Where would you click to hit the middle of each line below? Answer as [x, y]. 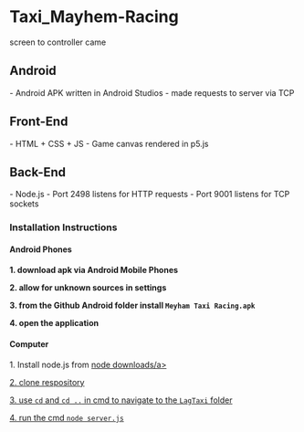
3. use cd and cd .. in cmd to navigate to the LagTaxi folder [121, 400]
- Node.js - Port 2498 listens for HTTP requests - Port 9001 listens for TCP [150, 195]
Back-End [38, 172]
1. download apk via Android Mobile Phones [94, 270]
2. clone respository [47, 382]
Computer [29, 344]
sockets [24, 204]
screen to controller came [58, 42]
